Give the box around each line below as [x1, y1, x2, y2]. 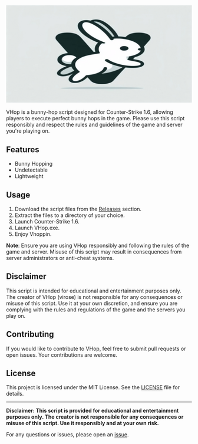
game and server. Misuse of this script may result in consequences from [6, 248, 182, 255]
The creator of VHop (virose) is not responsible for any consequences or [6, 293, 183, 300]
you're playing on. [6, 127, 50, 134]
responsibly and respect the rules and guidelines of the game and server [6, 121, 183, 129]
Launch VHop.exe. [14, 224, 60, 231]
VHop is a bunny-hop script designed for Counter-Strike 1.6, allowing [6, 108, 174, 116]
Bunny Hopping [14, 160, 53, 167]
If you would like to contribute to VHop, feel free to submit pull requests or [6, 345, 186, 352]
